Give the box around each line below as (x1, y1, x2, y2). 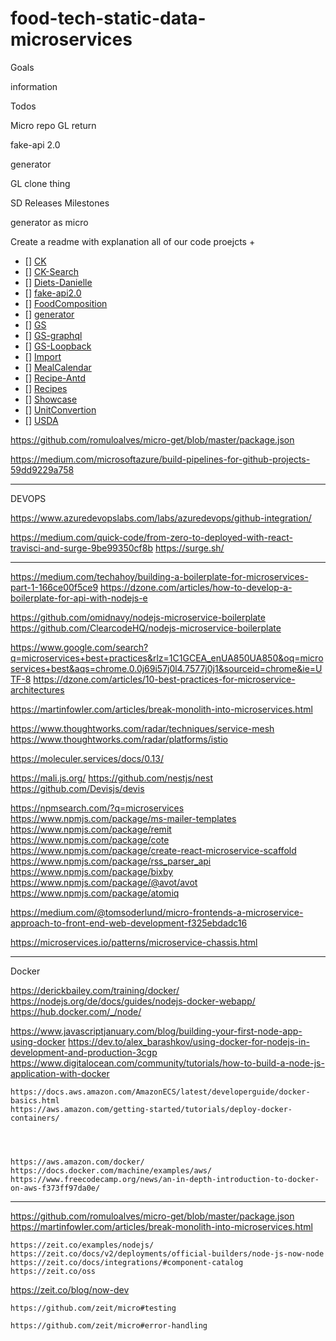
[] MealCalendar (24, 361, 92, 373)
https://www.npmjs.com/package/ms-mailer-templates (10, 812, 237, 824)
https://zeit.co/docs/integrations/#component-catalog (10, 1257, 244, 1267)
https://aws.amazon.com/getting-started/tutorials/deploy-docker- (10, 1104, 293, 1114)
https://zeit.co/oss (10, 1266, 97, 1276)
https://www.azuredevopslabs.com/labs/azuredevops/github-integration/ (10, 512, 312, 524)
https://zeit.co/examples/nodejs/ (10, 1240, 155, 1250)
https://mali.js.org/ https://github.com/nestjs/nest (10, 772, 213, 784)
